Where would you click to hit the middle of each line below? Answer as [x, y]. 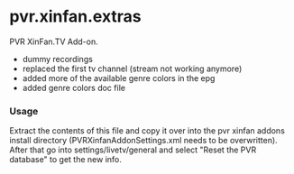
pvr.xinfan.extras [75, 17]
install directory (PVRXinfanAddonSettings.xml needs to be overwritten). [143, 141]
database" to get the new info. [65, 160]
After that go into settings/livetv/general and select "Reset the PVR [133, 150]
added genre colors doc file [74, 87]
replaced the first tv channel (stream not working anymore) [132, 69]
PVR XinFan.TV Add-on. [54, 41]
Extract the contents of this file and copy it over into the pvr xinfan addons [147, 131]
